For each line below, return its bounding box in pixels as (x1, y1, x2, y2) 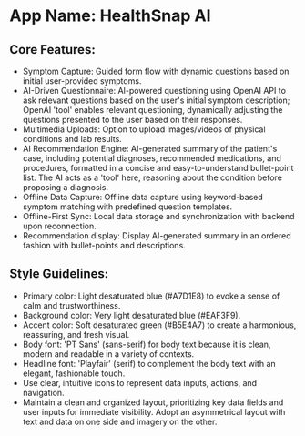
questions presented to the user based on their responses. (22, 115, 243, 125)
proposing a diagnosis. (22, 182, 109, 192)
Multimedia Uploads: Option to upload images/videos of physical (22, 124, 266, 135)
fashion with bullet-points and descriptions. (22, 240, 187, 250)
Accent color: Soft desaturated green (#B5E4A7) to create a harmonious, (22, 319, 297, 330)
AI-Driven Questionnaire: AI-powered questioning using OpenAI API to (22, 86, 287, 96)
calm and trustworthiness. (22, 299, 121, 310)
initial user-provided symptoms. (22, 76, 142, 86)
